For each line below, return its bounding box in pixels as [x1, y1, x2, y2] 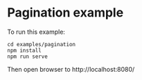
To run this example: [7, 28, 66, 36]
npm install [7, 47, 42, 54]
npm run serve [7, 53, 48, 60]
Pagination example [7, 5, 124, 21]
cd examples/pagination [7, 41, 76, 48]
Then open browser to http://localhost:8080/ [7, 65, 135, 73]
